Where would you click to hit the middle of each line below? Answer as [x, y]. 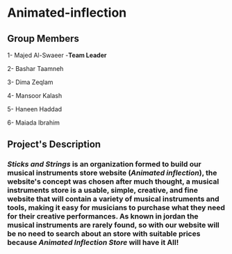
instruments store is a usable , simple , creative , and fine [102, 191]
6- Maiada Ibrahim [34, 122]
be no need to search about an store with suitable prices [104, 234]
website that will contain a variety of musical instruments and [113, 199]
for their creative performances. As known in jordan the [103, 216]
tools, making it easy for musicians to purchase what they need [116, 208]
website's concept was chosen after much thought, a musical [113, 182]
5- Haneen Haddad [35, 109]
